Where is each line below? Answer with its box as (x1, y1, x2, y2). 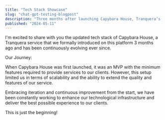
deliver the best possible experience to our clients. (5, 100, 109, 106)
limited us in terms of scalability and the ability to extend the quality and (5, 75, 152, 80)
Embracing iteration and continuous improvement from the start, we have (5, 89, 155, 95)
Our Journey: (5, 55, 32, 61)
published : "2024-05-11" (5, 21, 56, 26)
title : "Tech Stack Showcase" (5, 7, 68, 12)
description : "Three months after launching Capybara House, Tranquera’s (5, 16, 161, 21)
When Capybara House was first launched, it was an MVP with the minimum (5, 64, 161, 70)
